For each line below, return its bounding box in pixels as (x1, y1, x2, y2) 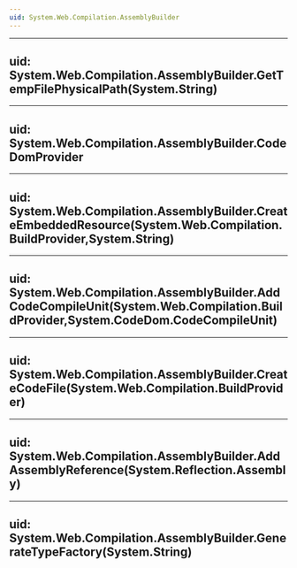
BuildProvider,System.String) (9, 231, 175, 246)
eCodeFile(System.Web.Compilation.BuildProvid (9, 381, 284, 396)
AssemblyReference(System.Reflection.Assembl (9, 463, 286, 478)
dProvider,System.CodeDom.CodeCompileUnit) (9, 313, 278, 328)
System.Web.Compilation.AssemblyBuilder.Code (9, 135, 287, 150)
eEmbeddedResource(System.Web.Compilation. (9, 218, 283, 233)
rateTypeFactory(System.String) (9, 544, 193, 559)
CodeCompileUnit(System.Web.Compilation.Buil (9, 299, 283, 314)
